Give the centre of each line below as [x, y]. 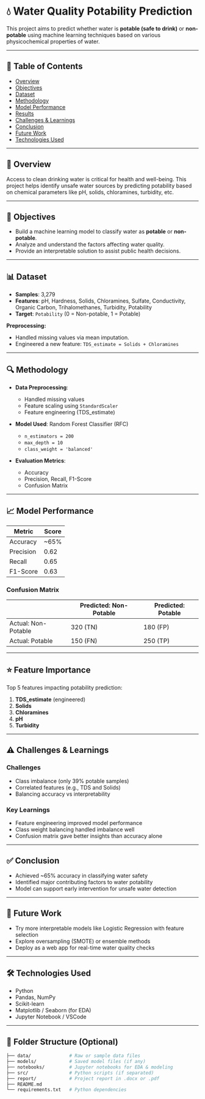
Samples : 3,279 [35, 295]
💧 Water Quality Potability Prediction [99, 11]
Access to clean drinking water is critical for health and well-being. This [97, 179]
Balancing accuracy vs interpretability [63, 794]
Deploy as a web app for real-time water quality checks [85, 948]
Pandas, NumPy [35, 997]
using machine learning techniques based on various [94, 35]
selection [27, 934]
